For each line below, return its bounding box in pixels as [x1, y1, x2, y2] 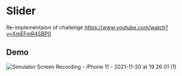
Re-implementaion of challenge [6, 24, 84, 31]
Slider [6, 4, 36, 18]
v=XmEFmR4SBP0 [6, 30, 52, 37]
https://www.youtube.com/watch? [84, 24, 168, 31]
